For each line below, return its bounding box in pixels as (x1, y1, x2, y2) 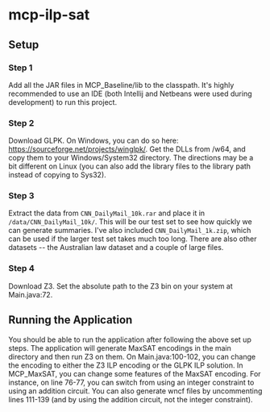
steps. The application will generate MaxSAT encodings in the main (8, 343, 232, 352)
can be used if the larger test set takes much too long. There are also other (8, 234, 257, 243)
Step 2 (8, 117, 35, 128)
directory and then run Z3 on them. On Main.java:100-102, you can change (8, 352, 256, 361)
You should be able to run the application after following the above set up (8, 335, 251, 344)
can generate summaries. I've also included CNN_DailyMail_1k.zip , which (8, 226, 251, 235)
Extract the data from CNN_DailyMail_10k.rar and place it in (8, 208, 206, 218)
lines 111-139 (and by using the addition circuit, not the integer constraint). (8, 394, 253, 404)
